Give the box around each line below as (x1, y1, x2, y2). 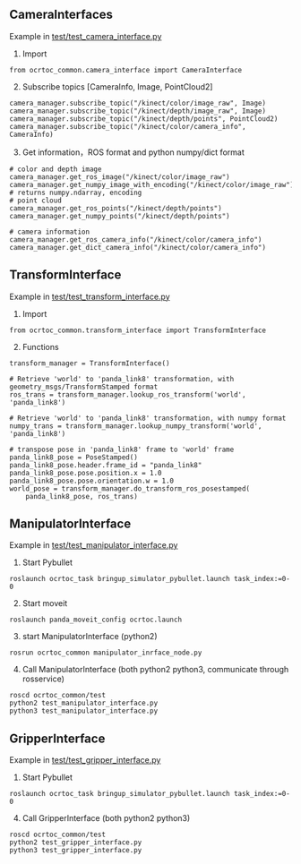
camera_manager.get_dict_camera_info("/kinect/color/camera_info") (9, 243, 267, 252)
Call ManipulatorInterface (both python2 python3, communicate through (21, 664, 289, 675)
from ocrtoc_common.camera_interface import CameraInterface (9, 65, 243, 74)
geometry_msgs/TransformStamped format (9, 382, 159, 391)
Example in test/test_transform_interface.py (9, 291, 170, 302)
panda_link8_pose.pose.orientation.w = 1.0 (9, 476, 175, 485)
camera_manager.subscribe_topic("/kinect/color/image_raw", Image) (9, 98, 267, 107)
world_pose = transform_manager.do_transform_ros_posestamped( (9, 483, 251, 493)
